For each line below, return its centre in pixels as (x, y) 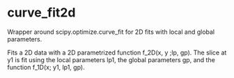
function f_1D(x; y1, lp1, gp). (46, 67)
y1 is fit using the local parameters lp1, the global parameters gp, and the (111, 59)
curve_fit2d (41, 13)
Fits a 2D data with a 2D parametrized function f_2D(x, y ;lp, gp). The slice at (117, 52)
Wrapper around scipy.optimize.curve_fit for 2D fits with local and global (111, 32)
